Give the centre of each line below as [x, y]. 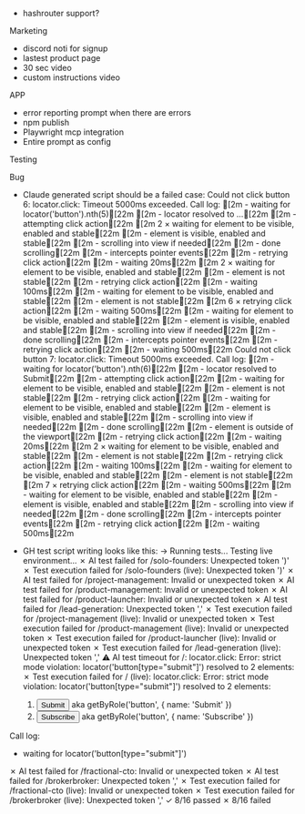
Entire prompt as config [66, 142]
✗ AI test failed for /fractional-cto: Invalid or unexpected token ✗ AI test [144, 771]
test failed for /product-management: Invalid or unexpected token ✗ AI [155, 590]
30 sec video [47, 68]
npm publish [46, 122]
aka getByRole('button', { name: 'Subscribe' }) [168, 717]
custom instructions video [71, 77]
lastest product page [61, 58]
